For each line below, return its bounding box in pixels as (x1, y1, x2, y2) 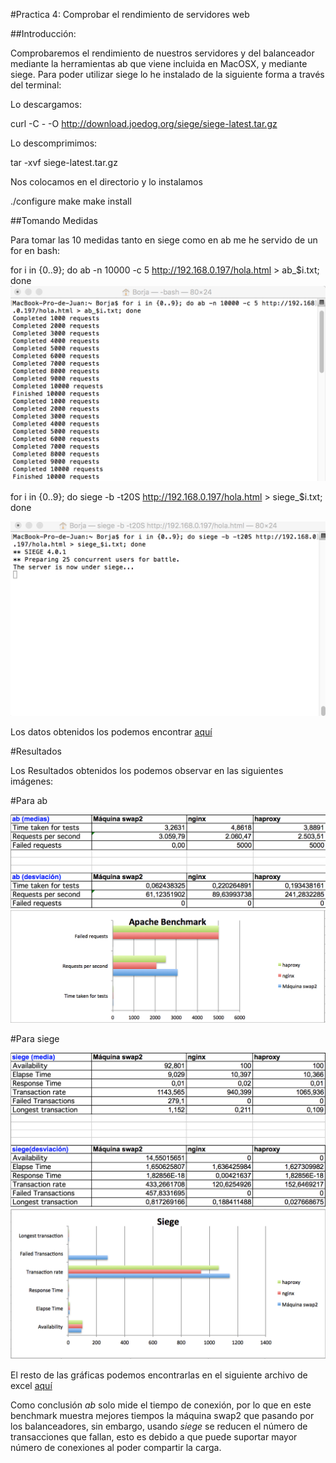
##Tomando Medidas (10, 215, 98, 226)
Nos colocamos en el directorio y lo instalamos (10, 176, 203, 188)
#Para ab (10, 794, 48, 806)
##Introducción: (10, 28, 77, 39)
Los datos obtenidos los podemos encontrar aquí (10, 725, 213, 738)
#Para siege (10, 1033, 60, 1045)
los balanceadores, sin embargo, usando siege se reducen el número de (10, 1420, 308, 1433)
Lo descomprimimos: (10, 137, 98, 149)
